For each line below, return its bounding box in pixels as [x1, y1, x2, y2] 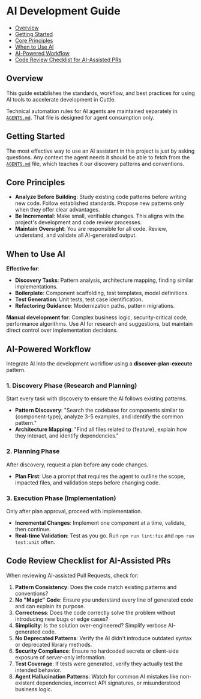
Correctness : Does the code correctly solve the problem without [14, 609, 176, 616]
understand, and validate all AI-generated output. [14, 231, 137, 239]
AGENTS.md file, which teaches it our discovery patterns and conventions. [6, 160, 185, 167]
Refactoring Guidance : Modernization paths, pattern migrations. [14, 302, 175, 310]
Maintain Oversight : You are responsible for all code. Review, [14, 225, 167, 233]
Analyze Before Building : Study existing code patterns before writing [14, 194, 187, 201]
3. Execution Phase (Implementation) [6, 494, 116, 502]
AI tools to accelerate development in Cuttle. [6, 96, 116, 103]
